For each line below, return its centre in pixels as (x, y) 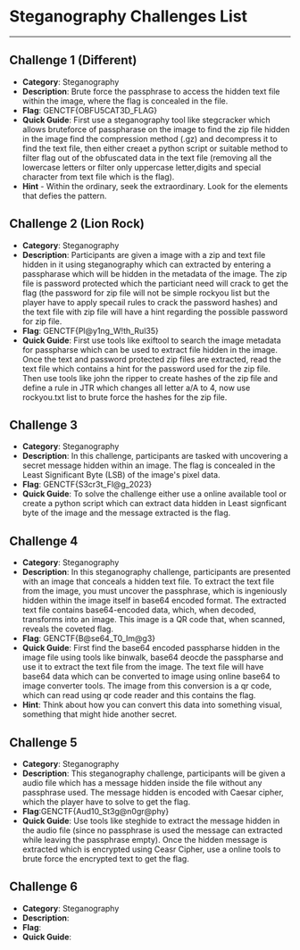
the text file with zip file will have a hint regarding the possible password (155, 312)
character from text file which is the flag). (98, 177)
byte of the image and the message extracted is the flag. (126, 513)
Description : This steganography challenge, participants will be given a (154, 773)
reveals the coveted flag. (68, 629)
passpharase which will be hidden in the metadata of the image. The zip (154, 273)
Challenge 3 (44, 425)
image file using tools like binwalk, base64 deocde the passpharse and (153, 657)
